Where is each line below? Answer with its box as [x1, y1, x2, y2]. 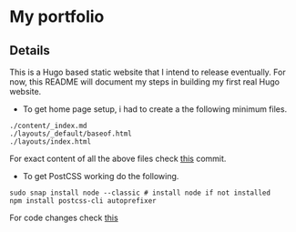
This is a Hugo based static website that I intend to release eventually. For [9, 66, 286, 77]
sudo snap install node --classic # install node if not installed [9, 188, 271, 197]
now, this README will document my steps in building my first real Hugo [9, 76, 281, 87]
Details [9, 43, 50, 58]
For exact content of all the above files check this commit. [9, 153, 227, 164]
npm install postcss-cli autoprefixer [9, 197, 157, 206]
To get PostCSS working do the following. [22, 171, 179, 181]
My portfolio [9, 6, 105, 27]
